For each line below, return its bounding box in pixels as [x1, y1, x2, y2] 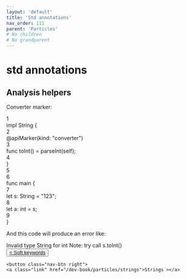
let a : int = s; [6, 206, 38, 212]
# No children [6, 32, 42, 38]
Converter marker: [6, 104, 53, 110]
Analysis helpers [6, 87, 71, 98]
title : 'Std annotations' [6, 15, 71, 21]
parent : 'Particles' [6, 25, 59, 32]
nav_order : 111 [6, 20, 45, 26]
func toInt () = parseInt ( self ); [6, 147, 76, 155]
